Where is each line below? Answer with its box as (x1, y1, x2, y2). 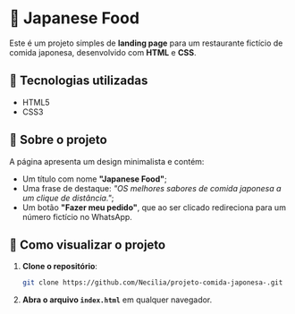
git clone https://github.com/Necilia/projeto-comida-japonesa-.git (21, 278, 283, 287)
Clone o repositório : (21, 261, 98, 272)
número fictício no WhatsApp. (21, 211, 132, 222)
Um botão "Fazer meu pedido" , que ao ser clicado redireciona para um (21, 201, 286, 213)
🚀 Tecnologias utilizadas (9, 73, 148, 89)
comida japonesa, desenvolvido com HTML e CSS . (9, 47, 197, 57)
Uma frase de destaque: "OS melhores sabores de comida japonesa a (21, 182, 282, 193)
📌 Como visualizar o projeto (9, 237, 166, 252)
